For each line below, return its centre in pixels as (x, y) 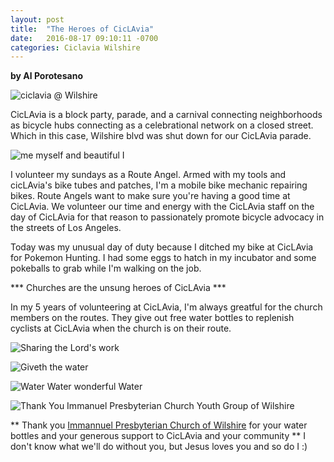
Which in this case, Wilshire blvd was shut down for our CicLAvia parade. (161, 136)
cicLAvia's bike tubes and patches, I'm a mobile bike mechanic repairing (159, 185)
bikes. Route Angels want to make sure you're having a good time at (150, 196)
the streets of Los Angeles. (66, 228)
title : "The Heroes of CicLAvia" (82, 29)
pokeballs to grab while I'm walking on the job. (106, 268)
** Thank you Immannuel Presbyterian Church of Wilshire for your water (159, 425)
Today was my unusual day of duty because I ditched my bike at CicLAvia (162, 247)
